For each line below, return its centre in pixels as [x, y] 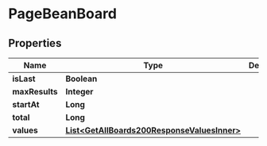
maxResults [35, 92]
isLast [24, 79]
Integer [79, 92]
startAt [26, 104]
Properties [35, 43]
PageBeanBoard [63, 14]
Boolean [81, 79]
